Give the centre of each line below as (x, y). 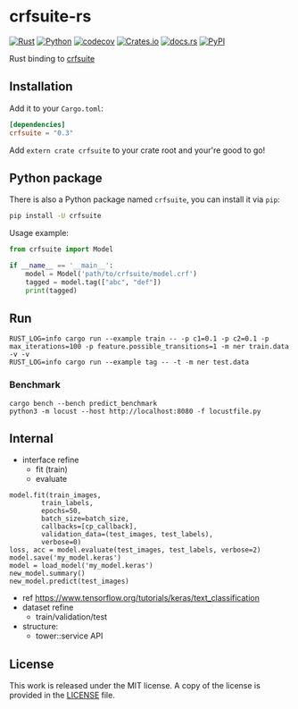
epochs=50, (62, 511)
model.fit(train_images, (55, 495)
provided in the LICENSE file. (62, 696)
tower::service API (69, 636)
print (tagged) (51, 291)
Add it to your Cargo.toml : (57, 108)
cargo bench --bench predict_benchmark (83, 403)
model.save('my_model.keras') (66, 558)
